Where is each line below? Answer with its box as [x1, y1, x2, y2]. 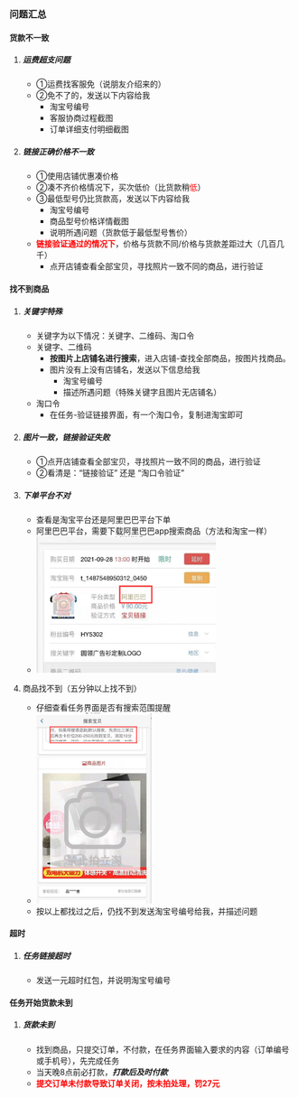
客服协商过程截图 [49, 113, 114, 124]
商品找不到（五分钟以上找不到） [22, 683, 142, 693]
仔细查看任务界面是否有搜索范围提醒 [35, 702, 172, 712]
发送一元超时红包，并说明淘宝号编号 [35, 975, 172, 986]
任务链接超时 [22, 950, 70, 961]
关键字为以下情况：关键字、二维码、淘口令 [35, 330, 195, 341]
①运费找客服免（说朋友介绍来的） [35, 79, 167, 89]
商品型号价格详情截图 [49, 216, 129, 227]
